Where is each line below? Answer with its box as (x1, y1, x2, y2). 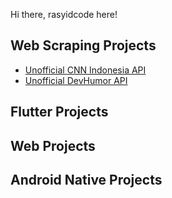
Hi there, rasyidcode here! (10, 9, 118, 20)
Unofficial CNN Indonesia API (24, 64, 147, 76)
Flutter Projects (10, 104, 109, 121)
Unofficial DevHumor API (24, 74, 128, 86)
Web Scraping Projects (10, 37, 157, 54)
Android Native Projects (10, 171, 163, 188)
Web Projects (10, 137, 96, 154)
